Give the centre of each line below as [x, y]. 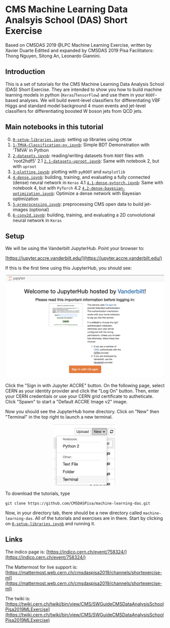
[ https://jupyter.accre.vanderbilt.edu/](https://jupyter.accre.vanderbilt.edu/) [84, 258]
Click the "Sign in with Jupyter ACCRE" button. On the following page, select [85, 386]
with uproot [25, 166]
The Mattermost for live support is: [41, 567]
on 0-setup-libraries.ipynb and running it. [50, 524]
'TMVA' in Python [31, 150]
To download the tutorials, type [38, 493]
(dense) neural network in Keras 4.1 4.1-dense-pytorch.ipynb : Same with [88, 182]
